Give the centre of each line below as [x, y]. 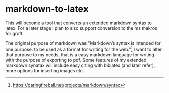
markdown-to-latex [47, 9]
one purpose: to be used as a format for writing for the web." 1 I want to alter [84, 49]
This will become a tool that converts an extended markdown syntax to [78, 23]
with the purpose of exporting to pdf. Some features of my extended [76, 60]
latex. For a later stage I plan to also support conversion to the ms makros [81, 28]
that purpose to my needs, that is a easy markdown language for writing [80, 55]
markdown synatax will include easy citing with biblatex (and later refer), [80, 65]
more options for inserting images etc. [45, 70]
